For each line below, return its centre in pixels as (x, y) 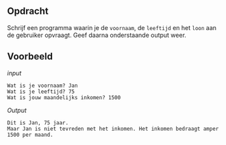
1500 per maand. (30, 135)
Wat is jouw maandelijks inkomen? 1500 (64, 97)
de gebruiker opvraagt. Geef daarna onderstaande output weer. (97, 35)
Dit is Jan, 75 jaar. (38, 122)
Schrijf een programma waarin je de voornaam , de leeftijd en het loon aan (112, 27)
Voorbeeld (30, 56)
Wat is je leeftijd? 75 (41, 92)
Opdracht (28, 11)
